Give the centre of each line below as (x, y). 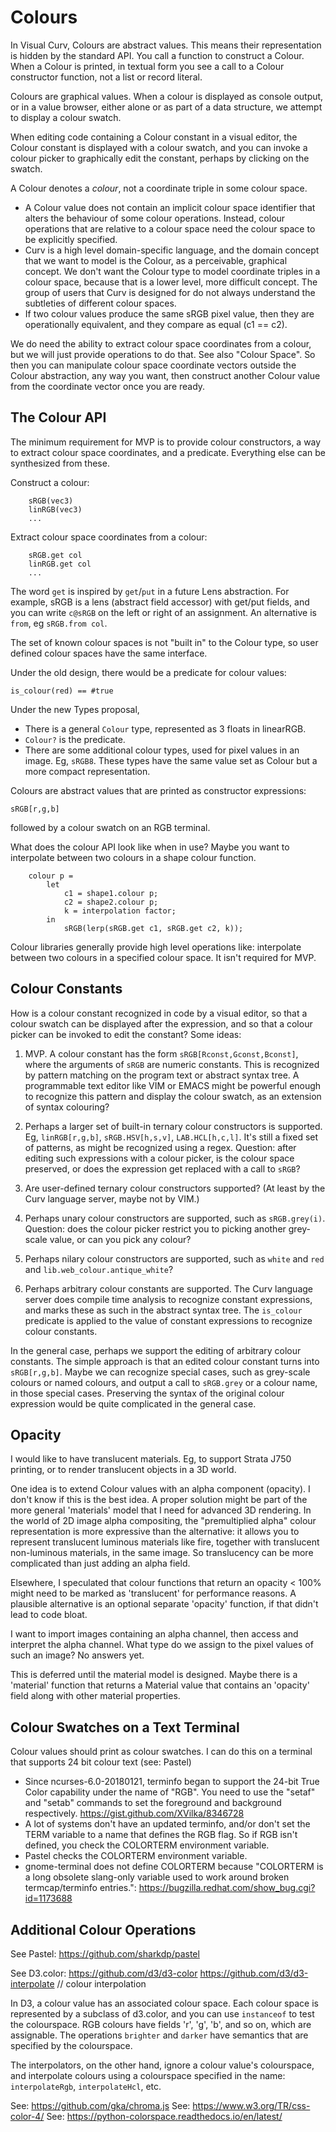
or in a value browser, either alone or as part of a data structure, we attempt (166, 107)
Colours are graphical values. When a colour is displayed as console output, (167, 96)
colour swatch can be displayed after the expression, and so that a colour (161, 1023)
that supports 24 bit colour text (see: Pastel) (101, 1762)
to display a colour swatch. (66, 117)
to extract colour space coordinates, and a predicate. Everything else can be (168, 452)
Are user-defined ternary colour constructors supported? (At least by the (175, 1188)
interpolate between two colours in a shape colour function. (133, 857)
